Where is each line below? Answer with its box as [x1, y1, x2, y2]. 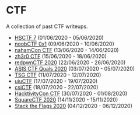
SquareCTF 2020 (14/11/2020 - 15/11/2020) [14, 96, 118, 103]
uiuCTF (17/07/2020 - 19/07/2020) [14, 77, 98, 85]
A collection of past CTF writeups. [6, 23, 89, 30]
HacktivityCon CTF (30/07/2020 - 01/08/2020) [14, 90, 128, 97]
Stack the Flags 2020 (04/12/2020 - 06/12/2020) [14, 102, 133, 109]
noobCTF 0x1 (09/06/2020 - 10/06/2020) [14, 40, 115, 47]
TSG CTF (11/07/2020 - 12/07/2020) [14, 71, 101, 78]
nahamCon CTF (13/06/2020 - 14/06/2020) [14, 46, 119, 53]
